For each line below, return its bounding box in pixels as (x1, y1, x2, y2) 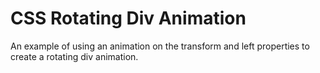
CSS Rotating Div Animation (10, 7, 247, 30)
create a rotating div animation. (10, 50, 139, 62)
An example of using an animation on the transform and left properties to (10, 40, 310, 52)
